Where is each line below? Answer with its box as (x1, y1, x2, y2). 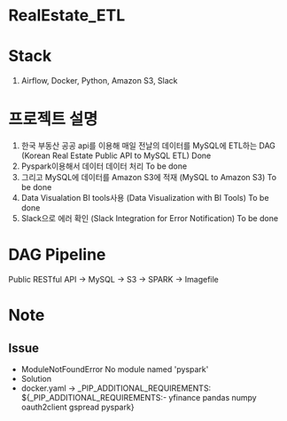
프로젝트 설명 (8, 109, 98, 130)
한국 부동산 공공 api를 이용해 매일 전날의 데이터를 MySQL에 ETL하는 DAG (20, 140, 276, 151)
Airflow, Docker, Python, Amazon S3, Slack (20, 75, 178, 86)
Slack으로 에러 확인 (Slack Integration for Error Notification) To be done (20, 213, 279, 224)
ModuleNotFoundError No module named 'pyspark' (20, 364, 209, 374)
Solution (20, 374, 52, 384)
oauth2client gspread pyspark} (20, 401, 135, 412)
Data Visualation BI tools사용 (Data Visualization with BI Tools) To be (20, 193, 269, 203)
